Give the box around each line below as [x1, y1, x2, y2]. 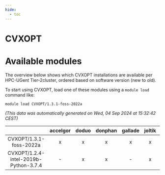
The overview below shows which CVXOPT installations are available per [5, 72, 153, 78]
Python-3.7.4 [10, 162, 43, 169]
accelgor [49, 127, 71, 134]
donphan [95, 127, 117, 134]
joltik [144, 127, 156, 134]
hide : [5, 7, 16, 12]
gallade [122, 127, 140, 134]
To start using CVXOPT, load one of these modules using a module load [5, 87, 150, 93]
